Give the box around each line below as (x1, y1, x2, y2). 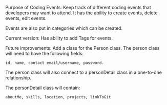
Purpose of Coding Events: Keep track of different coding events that (5, 5, 151, 10)
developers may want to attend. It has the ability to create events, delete (5, 10, 158, 16)
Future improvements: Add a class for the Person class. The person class (5, 45, 160, 51)
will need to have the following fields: (5, 51, 83, 56)
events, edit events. (5, 15, 47, 21)
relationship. (5, 75, 32, 81)
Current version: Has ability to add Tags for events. (5, 35, 113, 41)
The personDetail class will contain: (5, 85, 80, 91)
